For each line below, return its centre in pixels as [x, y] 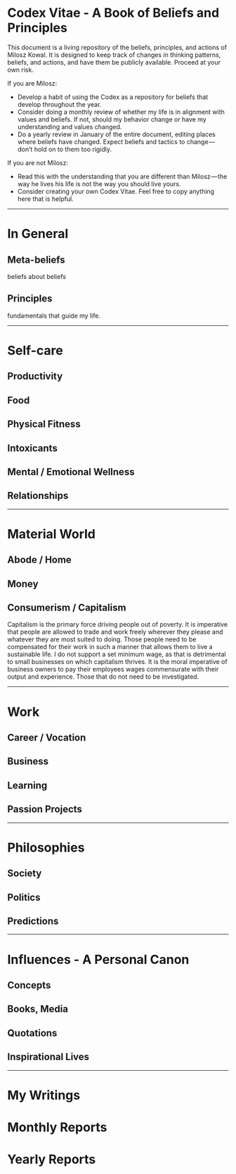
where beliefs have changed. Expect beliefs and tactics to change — [116, 141]
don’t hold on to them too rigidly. [65, 149]
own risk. [20, 70]
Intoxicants [32, 448]
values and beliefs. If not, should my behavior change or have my [112, 119]
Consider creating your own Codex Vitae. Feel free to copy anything [116, 191]
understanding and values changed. [70, 126]
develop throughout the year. [59, 104]
